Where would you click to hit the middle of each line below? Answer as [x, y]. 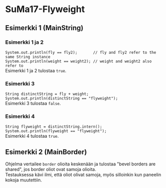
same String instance [28, 57]
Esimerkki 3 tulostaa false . [33, 104]
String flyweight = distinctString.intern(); [54, 127]
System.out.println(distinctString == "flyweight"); [62, 99]
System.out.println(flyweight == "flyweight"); [56, 131]
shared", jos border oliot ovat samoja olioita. [51, 169]
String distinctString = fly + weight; [47, 94]
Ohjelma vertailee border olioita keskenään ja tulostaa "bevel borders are [80, 164]
